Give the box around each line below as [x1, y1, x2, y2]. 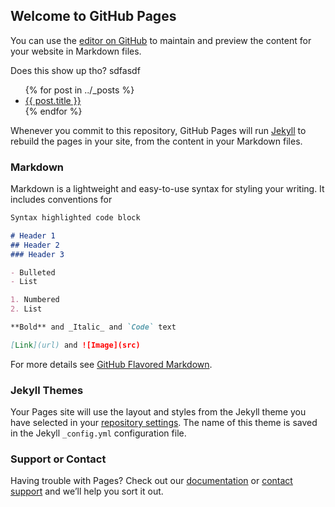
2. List [10, 304, 43, 314]
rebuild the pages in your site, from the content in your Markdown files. [10, 135, 303, 147]
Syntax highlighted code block [10, 213, 141, 223]
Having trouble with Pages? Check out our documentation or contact [10, 475, 293, 487]
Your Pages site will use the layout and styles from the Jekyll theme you [10, 406, 307, 418]
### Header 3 [10, 249, 65, 259]
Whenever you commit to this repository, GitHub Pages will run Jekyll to [10, 124, 307, 136]
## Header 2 [10, 240, 60, 250]
